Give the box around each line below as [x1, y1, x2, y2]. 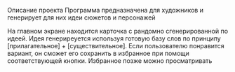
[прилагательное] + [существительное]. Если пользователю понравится [7, 42, 224, 50]
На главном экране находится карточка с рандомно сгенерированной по [7, 27, 229, 35]
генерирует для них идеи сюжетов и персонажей [7, 13, 156, 22]
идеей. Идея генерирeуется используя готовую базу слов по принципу [7, 34, 221, 43]
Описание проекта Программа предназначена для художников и [7, 6, 203, 14]
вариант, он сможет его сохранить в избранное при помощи [7, 49, 189, 57]
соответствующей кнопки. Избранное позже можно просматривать [7, 57, 213, 65]
